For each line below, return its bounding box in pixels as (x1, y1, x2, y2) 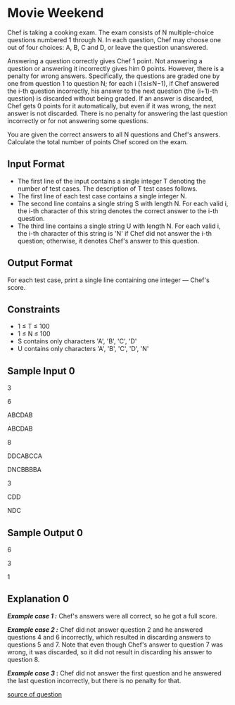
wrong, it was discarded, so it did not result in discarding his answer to (7, 647, 212, 656)
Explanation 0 (7, 593, 69, 605)
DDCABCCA (7, 452, 42, 460)
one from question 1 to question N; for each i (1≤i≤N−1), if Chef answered (7, 79, 220, 87)
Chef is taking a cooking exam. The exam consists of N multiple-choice (7, 28, 215, 37)
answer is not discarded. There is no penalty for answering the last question (7, 109, 228, 118)
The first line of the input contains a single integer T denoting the (17, 177, 206, 185)
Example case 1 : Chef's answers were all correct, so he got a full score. (7, 611, 217, 620)
